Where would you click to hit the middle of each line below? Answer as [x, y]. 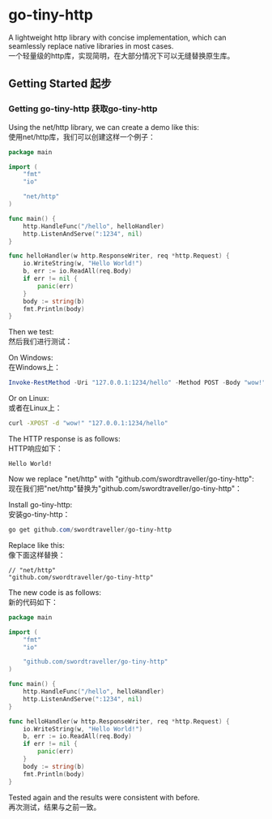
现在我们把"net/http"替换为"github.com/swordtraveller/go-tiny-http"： [125, 488]
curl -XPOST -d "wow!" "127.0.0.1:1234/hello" [88, 424]
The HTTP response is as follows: [64, 439]
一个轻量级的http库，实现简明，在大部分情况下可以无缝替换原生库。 [121, 55]
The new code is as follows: [55, 592]
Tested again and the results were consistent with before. [104, 797]
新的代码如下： [33, 601]
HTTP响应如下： [36, 448]
